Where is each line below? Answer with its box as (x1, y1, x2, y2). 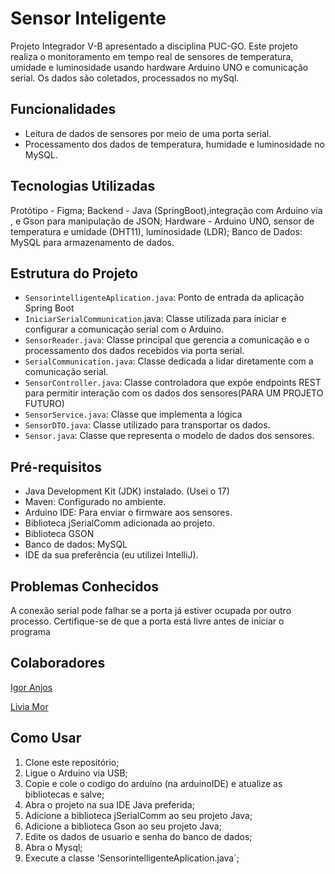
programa (10, 626, 51, 637)
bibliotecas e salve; (24, 788, 105, 800)
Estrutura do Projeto (10, 265, 139, 282)
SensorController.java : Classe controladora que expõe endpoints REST (24, 377, 322, 389)
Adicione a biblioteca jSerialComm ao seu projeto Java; (24, 809, 253, 821)
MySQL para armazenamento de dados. (10, 236, 175, 248)
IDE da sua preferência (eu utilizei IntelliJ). (24, 549, 199, 561)
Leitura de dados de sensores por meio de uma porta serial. (24, 127, 272, 139)
